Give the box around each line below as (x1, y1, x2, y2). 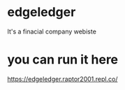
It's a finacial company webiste (7, 27, 96, 36)
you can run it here (7, 52, 119, 68)
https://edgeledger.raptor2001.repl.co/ (7, 75, 118, 83)
